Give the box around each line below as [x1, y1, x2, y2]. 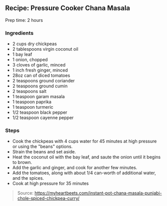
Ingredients [5, 29, 34, 36]
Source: [17, 190, 34, 196]
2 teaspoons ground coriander [12, 78, 75, 84]
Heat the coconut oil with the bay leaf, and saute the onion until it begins [12, 154, 161, 160]
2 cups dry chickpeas [12, 41, 57, 47]
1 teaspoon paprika [12, 99, 52, 105]
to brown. [12, 159, 32, 165]
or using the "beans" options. [12, 143, 73, 149]
